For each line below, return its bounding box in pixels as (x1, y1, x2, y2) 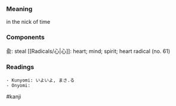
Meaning (6, 5, 33, 13)
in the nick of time (6, 18, 51, 26)
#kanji (6, 93, 21, 100)
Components (6, 33, 45, 42)
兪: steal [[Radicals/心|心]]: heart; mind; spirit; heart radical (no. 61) (6, 47, 171, 55)
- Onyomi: (6, 82, 31, 88)
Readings (6, 63, 35, 71)
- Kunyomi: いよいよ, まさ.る (6, 77, 75, 83)
